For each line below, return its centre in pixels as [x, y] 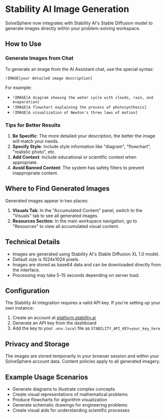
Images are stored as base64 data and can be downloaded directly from [86, 264]
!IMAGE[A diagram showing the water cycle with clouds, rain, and [83, 98]
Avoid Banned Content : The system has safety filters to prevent [78, 168]
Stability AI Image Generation [67, 9]
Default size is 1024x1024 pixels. [46, 259]
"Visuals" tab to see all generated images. [55, 215]
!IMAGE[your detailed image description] [49, 78]
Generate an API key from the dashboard [54, 323]
